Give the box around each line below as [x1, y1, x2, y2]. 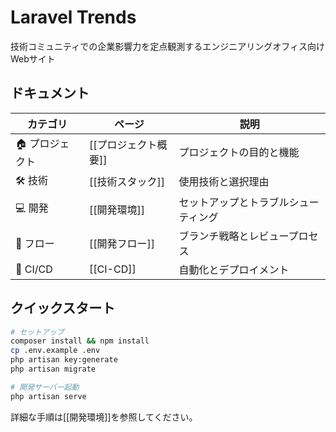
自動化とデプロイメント [178, 262, 290, 276]
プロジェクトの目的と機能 [178, 146, 300, 160]
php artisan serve [10, 391, 87, 401]
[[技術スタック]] [89, 175, 166, 189]
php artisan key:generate [10, 355, 118, 365]
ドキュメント [10, 85, 90, 102]
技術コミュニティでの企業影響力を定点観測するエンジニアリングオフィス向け [10, 40, 325, 52]
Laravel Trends [10, 6, 137, 29]
